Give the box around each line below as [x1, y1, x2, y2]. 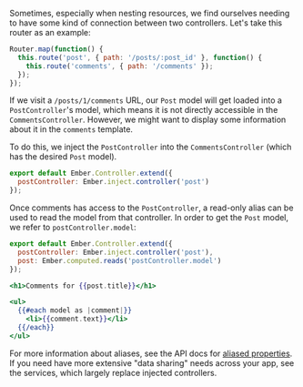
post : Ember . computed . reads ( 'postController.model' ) [17, 256, 222, 265]
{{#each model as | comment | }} [17, 306, 132, 315]
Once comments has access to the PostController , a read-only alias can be [9, 202, 294, 213]
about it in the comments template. [9, 124, 134, 135]
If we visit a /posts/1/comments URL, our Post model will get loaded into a [9, 95, 282, 106]
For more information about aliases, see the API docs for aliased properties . [9, 348, 293, 359]
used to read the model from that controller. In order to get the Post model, [9, 212, 289, 222]
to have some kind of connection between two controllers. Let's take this [9, 17, 283, 28]
